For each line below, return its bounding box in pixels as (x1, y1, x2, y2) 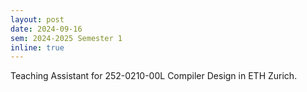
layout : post (10, 14, 65, 25)
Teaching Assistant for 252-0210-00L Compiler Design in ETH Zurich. (10, 70, 298, 82)
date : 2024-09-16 (10, 24, 83, 34)
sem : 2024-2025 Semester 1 (10, 33, 123, 43)
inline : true (10, 42, 65, 53)
